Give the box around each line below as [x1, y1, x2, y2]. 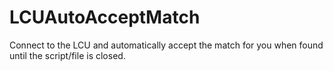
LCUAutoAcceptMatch [9, 6, 201, 29]
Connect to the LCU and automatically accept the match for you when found [9, 39, 324, 51]
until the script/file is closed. [9, 49, 126, 61]
